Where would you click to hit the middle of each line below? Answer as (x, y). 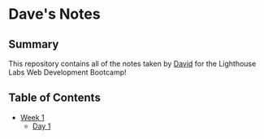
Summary (34, 44)
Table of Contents (55, 98)
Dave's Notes (54, 14)
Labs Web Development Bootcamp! (68, 72)
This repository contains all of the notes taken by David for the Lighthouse (132, 63)
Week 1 (32, 117)
